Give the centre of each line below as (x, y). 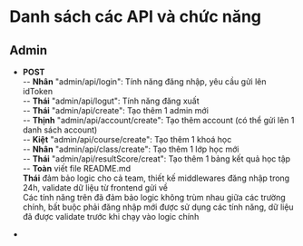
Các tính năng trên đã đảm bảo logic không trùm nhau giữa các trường (154, 197)
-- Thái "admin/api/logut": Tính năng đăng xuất (111, 101)
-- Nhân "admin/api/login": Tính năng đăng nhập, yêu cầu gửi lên (144, 82)
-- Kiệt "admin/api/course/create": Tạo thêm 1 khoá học (127, 139)
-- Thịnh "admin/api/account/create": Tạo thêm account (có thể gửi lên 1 (158, 120)
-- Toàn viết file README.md (77, 168)
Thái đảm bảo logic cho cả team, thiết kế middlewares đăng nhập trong (156, 178)
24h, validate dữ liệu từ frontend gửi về (95, 187)
